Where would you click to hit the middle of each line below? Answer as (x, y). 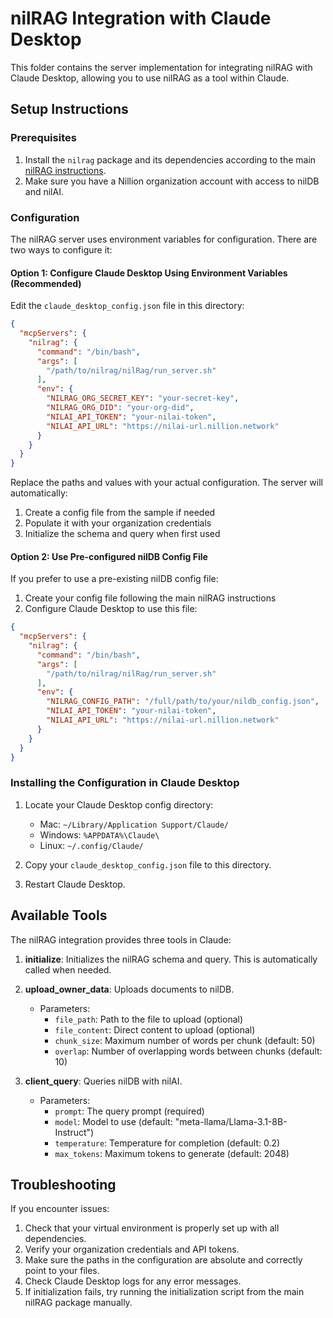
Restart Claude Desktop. (75, 884)
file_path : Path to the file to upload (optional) (149, 1019)
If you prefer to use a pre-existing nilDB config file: (114, 579)
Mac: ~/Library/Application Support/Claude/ (134, 824)
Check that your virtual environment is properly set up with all (152, 1228)
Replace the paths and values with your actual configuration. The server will (166, 483)
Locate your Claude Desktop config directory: (119, 804)
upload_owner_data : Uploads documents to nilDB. (129, 989)
